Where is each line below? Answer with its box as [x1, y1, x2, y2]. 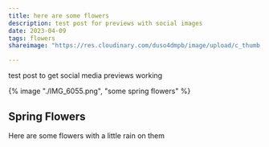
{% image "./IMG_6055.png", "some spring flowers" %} [8, 86, 191, 96]
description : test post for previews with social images [8, 19, 203, 27]
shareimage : [8, 42, 48, 50]
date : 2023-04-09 [8, 27, 67, 35]
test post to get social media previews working [8, 71, 163, 80]
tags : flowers [8, 34, 56, 43]
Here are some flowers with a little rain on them [8, 130, 165, 141]
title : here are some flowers [8, 11, 110, 20]
